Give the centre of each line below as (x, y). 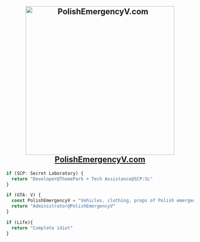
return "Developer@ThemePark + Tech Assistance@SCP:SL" (82, 179)
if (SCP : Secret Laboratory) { (45, 173)
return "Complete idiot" (42, 228)
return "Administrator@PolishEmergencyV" (64, 206)
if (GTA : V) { (24, 195)
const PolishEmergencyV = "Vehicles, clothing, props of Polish (93, 201)
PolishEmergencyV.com (100, 160)
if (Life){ (20, 222)
